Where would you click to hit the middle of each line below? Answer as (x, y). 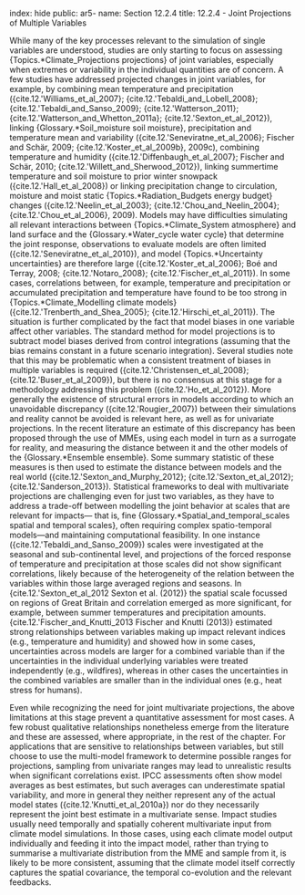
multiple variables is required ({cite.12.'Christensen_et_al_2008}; (129, 370)
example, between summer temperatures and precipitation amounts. (138, 612)
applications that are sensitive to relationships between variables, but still (147, 746)
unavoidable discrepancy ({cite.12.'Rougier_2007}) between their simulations (153, 409)
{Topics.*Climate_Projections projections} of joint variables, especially (142, 60)
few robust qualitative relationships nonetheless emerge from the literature (149, 727)
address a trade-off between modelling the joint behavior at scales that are (150, 506)
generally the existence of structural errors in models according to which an (152, 399)
